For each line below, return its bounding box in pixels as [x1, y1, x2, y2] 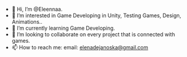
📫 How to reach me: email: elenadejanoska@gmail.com [11, 44, 149, 50]
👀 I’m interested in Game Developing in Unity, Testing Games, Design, [11, 12, 182, 19]
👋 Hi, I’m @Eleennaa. [11, 6, 63, 12]
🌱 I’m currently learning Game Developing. [11, 24, 115, 31]
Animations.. [11, 18, 43, 25]
